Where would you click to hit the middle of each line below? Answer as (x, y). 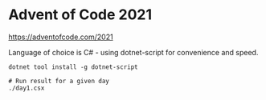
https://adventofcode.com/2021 (61, 37)
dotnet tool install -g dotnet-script (73, 67)
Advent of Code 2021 (80, 15)
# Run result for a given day (59, 81)
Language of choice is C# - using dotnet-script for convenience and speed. (133, 52)
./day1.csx (27, 88)
